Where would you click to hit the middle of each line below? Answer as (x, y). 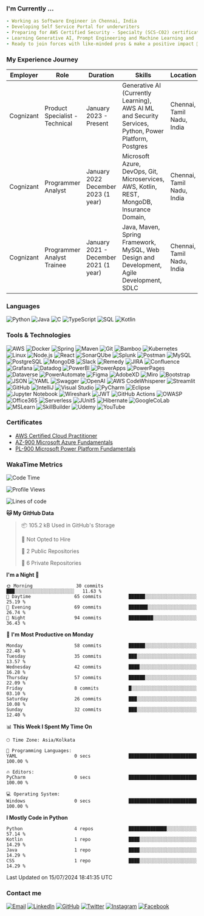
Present (97, 123)
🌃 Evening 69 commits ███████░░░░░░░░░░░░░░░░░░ (102, 607)
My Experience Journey (42, 59)
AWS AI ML (138, 108)
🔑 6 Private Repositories (51, 563)
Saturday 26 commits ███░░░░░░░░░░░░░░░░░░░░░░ (102, 699)
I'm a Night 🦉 (23, 575)
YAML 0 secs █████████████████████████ (102, 756)
